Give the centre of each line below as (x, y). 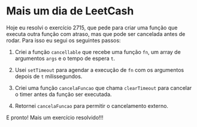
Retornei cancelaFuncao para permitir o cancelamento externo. (92, 105)
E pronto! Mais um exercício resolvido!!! (55, 117)
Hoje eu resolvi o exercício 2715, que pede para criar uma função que (92, 28)
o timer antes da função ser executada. (63, 94)
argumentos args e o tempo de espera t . (65, 58)
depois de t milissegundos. (49, 76)
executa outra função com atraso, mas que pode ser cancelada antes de (96, 34)
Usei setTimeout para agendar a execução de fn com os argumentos (99, 69)
